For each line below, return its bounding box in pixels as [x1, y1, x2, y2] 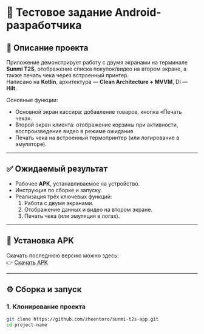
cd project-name [6, 322, 47, 328]
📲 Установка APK [6, 235, 74, 246]
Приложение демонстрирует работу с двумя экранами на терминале [6, 59, 188, 66]
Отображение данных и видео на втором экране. [24, 206, 153, 213]
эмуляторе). [15, 141, 47, 148]
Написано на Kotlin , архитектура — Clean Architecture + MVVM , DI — [6, 78, 188, 85]
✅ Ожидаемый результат [6, 164, 108, 174]
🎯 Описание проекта [6, 43, 89, 53]
